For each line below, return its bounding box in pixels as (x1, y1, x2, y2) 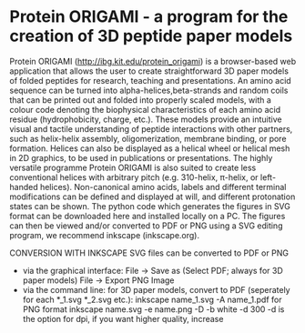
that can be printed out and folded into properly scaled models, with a (9, 94, 271, 106)
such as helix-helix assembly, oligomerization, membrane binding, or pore (9, 133, 287, 144)
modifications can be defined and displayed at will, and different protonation (9, 191, 296, 202)
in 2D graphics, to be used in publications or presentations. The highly (9, 152, 273, 163)
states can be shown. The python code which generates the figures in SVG (9, 200, 291, 211)
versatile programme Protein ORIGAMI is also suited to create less (9, 162, 257, 173)
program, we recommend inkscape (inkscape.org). (9, 229, 200, 240)
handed (9, 181, 38, 192)
